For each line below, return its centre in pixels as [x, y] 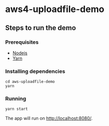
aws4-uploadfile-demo [55, 9]
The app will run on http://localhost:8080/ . [49, 118]
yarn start [17, 109]
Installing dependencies [35, 71]
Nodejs [20, 53]
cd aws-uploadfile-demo [30, 82]
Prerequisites [22, 42]
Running [16, 99]
